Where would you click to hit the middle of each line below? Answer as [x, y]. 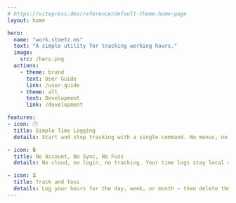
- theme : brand [42, 72]
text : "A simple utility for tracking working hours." [96, 46]
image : [23, 53]
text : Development [53, 98]
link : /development [54, 105]
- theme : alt [39, 92]
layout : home [26, 20]
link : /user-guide [53, 85]
